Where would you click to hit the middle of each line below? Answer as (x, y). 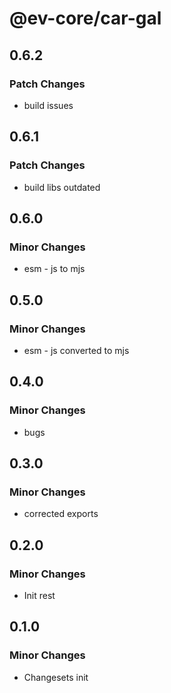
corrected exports (61, 514)
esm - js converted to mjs (76, 350)
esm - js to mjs (54, 269)
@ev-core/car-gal (85, 18)
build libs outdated (62, 187)
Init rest (39, 595)
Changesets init (56, 677)
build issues (48, 105)
